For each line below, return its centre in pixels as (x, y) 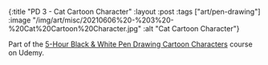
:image (20, 20)
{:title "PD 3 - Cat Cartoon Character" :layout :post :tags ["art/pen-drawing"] (134, 12)
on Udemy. (26, 53)
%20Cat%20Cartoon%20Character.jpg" (75, 28)
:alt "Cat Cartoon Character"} (191, 28)
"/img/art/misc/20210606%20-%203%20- (103, 20)
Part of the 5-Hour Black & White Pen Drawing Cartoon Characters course (130, 44)
